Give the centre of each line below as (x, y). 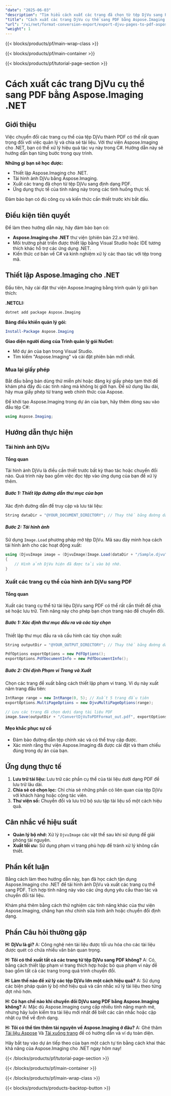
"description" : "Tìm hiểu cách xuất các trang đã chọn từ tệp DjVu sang (84, 15)
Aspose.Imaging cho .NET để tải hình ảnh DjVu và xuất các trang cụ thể (80, 884)
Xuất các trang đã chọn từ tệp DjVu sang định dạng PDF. (72, 184)
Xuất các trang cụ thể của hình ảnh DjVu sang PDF (69, 582)
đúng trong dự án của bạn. (40, 750)
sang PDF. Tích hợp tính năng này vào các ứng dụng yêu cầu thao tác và (81, 890)
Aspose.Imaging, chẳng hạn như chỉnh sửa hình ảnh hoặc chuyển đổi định (83, 911)
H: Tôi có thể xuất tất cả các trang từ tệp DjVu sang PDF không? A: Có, (81, 960)
